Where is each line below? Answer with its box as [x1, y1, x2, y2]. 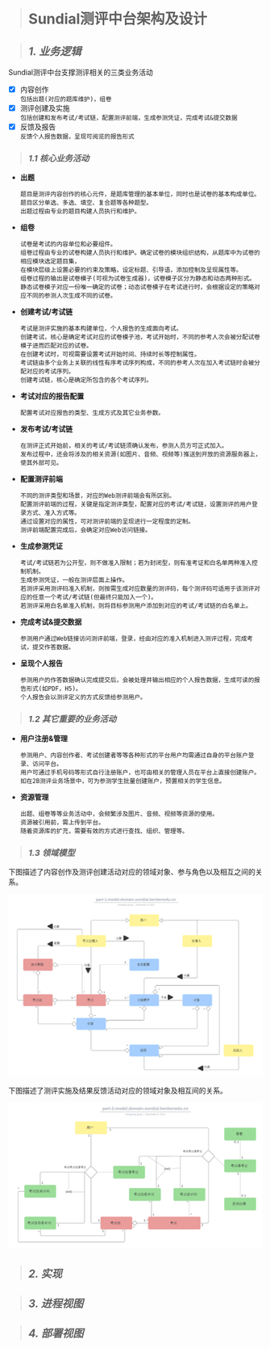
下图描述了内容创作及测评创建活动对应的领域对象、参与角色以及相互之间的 [8, 867, 255, 877]
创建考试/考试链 [19, 307, 73, 317]
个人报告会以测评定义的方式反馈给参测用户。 [19, 693, 147, 701]
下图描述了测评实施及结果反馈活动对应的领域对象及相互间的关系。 [8, 1085, 227, 1095]
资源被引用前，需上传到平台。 [19, 818, 105, 827]
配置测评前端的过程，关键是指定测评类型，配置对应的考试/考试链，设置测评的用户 [19, 500, 252, 508]
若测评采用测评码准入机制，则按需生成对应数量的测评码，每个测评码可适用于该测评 [19, 585, 255, 593]
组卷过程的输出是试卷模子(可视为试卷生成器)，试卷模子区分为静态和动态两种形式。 [19, 275, 255, 283]
